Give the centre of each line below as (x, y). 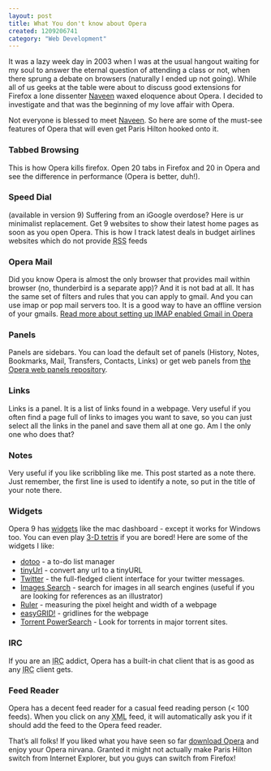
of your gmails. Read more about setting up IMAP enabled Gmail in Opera (131, 314)
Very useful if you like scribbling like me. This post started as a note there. (132, 473)
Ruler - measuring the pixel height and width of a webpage (118, 605)
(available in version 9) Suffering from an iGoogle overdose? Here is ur (126, 215)
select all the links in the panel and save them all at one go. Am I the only (130, 426)
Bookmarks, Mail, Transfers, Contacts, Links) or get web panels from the (130, 361)
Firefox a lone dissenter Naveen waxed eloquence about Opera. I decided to (136, 96)
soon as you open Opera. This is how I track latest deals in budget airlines (132, 232)
